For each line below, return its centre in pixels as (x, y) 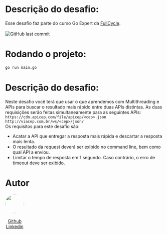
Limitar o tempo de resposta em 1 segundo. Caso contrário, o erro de (84, 157)
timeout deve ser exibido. (39, 163)
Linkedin (15, 226)
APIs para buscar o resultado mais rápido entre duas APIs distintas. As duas (84, 107)
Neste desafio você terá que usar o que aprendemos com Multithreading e (82, 101)
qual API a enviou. (31, 152)
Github (15, 221)
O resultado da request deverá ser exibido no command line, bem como (87, 147)
